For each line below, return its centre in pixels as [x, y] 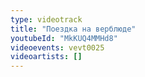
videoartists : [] [46, 57]
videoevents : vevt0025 [57, 47]
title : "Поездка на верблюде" [73, 29]
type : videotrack [46, 19]
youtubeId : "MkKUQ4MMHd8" [64, 38]
